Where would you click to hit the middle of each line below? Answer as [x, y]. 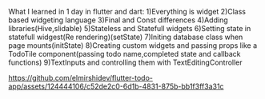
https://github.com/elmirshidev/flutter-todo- [81, 78]
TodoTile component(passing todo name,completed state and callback [125, 54]
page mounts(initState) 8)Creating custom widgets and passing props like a [133, 46]
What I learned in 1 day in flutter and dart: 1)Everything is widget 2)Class [127, 12]
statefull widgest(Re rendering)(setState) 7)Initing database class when [126, 37]
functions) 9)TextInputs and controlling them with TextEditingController [125, 62]
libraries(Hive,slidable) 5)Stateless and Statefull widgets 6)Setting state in [130, 28]
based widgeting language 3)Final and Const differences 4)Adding [118, 20]
